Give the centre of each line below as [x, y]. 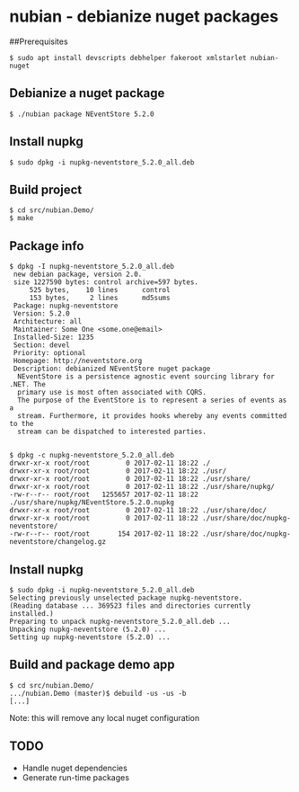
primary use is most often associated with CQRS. [112, 393]
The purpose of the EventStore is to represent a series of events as [152, 400]
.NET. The [28, 385]
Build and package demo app [92, 665]
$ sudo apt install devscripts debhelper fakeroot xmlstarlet [128, 58]
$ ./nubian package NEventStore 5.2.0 [82, 114]
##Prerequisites [39, 41]
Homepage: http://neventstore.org [78, 361]
